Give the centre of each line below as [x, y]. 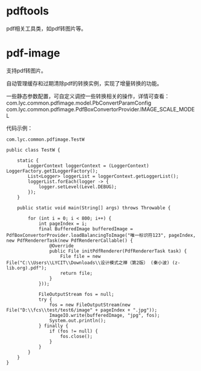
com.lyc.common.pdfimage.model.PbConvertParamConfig [79, 103]
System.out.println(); [78, 320]
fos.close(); [76, 336]
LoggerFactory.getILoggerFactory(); [52, 171]
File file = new [80, 256]
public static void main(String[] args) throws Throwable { [94, 208]
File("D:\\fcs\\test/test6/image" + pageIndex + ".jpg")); [82, 310]
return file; [76, 273]
